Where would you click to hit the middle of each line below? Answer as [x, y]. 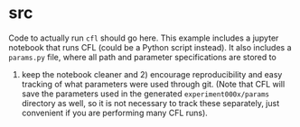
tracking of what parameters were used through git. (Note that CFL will [153, 84]
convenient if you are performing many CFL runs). [115, 113]
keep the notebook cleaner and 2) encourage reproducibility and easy [152, 74]
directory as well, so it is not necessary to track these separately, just [150, 103]
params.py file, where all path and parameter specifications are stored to [142, 57]
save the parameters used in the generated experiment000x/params [145, 94]
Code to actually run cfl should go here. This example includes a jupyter [144, 38]
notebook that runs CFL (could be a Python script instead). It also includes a [150, 47]
